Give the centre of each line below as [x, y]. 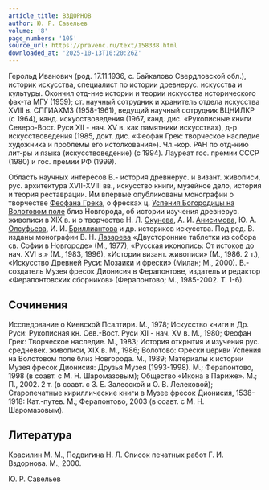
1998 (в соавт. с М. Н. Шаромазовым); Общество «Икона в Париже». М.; [133, 376]
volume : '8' [28, 31]
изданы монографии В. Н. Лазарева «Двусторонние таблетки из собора [132, 237]
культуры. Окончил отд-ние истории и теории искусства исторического [132, 93]
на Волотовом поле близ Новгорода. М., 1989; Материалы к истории [126, 358]
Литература [40, 435]
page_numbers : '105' [43, 38]
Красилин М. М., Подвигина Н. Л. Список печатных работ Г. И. [116, 455]
